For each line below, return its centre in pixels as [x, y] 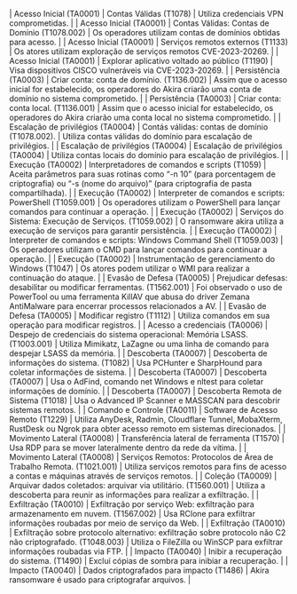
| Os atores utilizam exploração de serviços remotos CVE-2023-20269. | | [144, 51]
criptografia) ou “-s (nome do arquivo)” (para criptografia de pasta [131, 183]
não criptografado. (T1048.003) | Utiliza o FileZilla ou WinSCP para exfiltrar [146, 542]
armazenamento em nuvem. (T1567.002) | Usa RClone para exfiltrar [132, 514]
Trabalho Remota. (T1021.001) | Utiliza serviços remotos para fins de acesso [148, 467]
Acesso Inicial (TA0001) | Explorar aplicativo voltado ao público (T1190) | [141, 61]
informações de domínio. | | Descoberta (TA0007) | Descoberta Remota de [145, 391]
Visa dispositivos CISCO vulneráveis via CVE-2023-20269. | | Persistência [145, 70]
